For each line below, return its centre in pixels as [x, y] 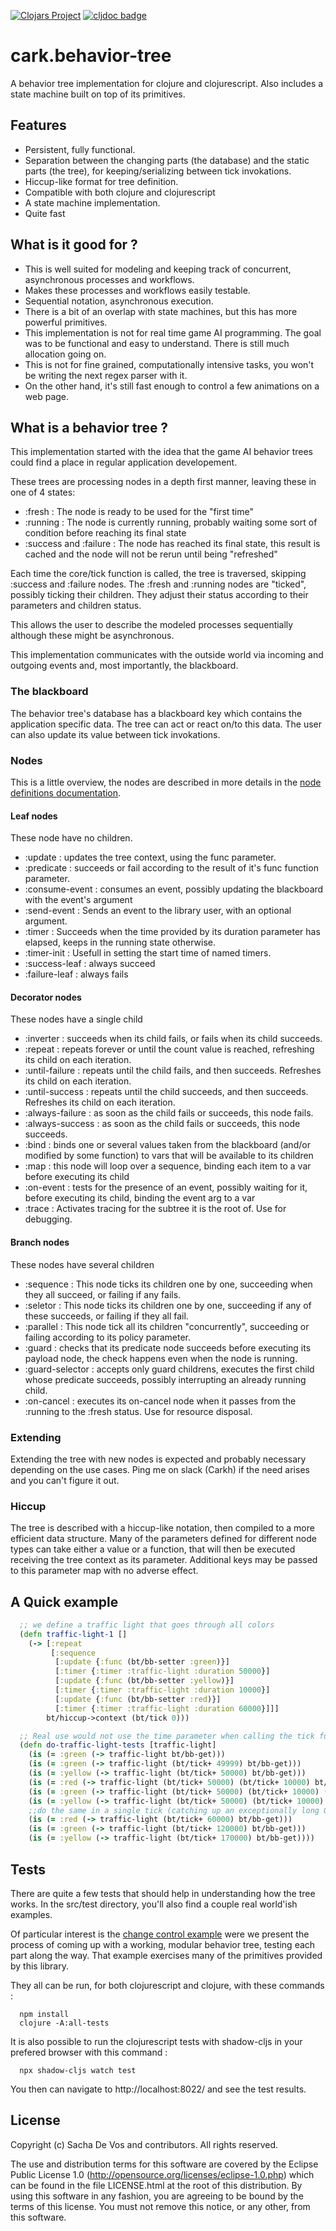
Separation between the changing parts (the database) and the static [167, 160]
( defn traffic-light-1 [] [73, 1634]
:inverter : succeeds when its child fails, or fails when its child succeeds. [173, 1039]
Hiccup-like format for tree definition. [101, 181]
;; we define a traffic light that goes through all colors [147, 1625]
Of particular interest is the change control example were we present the [160, 1934]
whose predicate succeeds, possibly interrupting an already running [165, 1379]
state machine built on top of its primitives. [98, 94]
